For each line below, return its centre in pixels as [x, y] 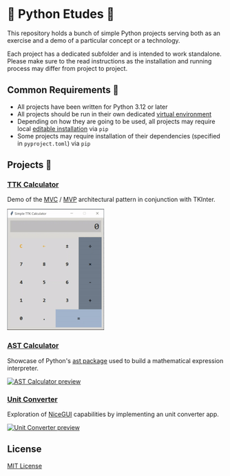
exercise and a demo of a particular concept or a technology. [94, 40]
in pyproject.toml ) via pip [54, 143]
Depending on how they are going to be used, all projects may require [116, 121]
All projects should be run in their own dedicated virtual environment [114, 114]
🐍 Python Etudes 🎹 [61, 14]
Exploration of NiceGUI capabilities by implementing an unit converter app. [113, 414]
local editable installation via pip [63, 128]
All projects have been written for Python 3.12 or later [92, 107]
